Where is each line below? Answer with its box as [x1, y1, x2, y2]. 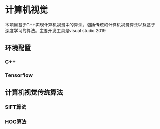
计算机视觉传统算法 [5, 88, 63, 96]
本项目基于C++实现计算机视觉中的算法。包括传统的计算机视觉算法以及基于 [5, 22, 156, 27]
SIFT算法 [5, 104, 26, 111]
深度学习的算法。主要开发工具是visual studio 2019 [5, 27, 106, 33]
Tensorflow [5, 72, 33, 78]
